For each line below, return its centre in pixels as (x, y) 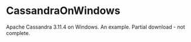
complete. (18, 33)
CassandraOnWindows (63, 11)
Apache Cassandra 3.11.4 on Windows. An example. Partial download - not (95, 27)
